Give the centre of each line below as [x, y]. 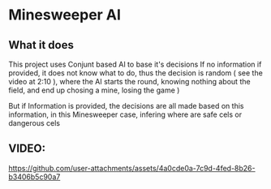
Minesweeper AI [65, 15]
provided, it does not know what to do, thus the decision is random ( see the [136, 73]
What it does [41, 45]
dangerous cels [34, 123]
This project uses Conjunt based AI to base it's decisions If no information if [135, 64]
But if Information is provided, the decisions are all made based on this [126, 106]
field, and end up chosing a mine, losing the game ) [94, 90]
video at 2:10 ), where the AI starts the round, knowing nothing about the [129, 82]
